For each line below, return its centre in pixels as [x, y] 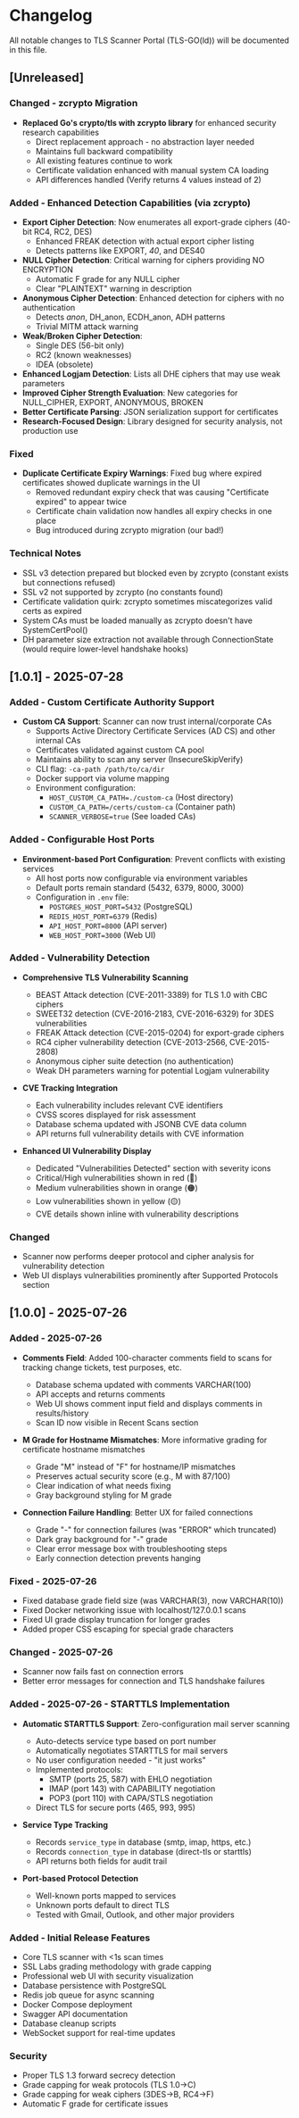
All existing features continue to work [104, 161]
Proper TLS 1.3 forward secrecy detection [99, 2075]
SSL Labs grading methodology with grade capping [117, 1966]
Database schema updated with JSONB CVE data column [141, 1124]
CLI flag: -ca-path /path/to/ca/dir [100, 769]
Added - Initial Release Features [80, 1938]
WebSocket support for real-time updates [99, 2032]
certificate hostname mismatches [83, 1449]
